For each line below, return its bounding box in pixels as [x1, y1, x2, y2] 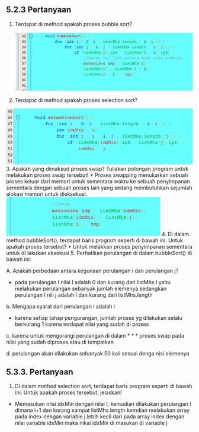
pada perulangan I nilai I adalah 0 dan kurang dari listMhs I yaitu [14, 278, 171, 285]
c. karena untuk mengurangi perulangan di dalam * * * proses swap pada [6, 332, 185, 339]
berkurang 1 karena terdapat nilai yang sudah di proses [14, 320, 149, 328]
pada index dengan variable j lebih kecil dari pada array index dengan [14, 413, 185, 420]
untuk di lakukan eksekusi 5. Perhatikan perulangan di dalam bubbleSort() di [6, 249, 192, 256]
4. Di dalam [161, 230, 190, 237]
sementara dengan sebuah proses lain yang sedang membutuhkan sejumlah [6, 184, 192, 191]
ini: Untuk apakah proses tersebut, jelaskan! [14, 389, 122, 396]
